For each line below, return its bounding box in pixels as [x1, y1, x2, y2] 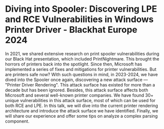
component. [5, 118, 29, 124]
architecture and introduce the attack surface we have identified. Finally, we [5, 107, 158, 113]
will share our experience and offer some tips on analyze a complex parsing [5, 113, 158, 119]
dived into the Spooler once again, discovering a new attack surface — [5, 77, 148, 83]
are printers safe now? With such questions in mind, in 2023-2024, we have [5, 71, 158, 77]
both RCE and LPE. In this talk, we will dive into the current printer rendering [5, 103, 158, 108]
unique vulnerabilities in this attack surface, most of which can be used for [5, 97, 156, 103]
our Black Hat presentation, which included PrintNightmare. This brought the [5, 56, 160, 62]
